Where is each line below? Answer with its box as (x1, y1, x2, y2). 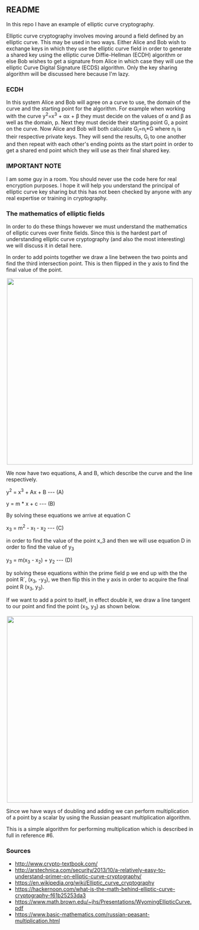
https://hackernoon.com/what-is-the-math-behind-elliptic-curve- (14, 886, 175, 893)
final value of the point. (6, 266, 63, 273)
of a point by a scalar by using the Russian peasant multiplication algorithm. (6, 814, 191, 821)
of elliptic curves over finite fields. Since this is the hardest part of (6, 229, 168, 236)
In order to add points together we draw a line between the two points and (6, 253, 188, 260)
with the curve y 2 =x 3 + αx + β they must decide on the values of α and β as (6, 112, 191, 119)
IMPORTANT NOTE (6, 162, 62, 170)
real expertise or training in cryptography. (6, 194, 108, 202)
